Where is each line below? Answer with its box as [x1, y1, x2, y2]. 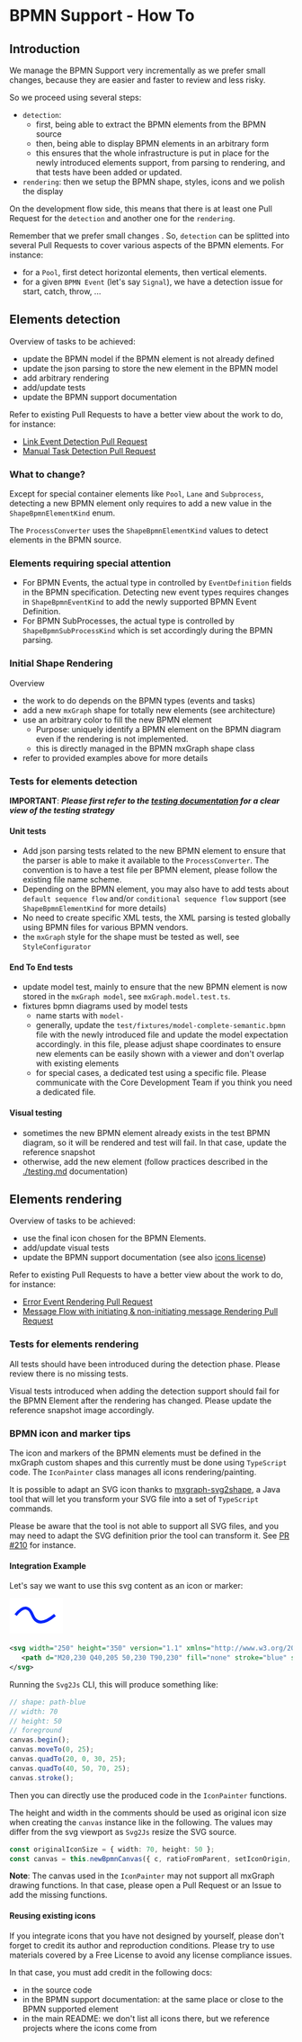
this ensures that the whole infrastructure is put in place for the [35, 148, 270, 158]
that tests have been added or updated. [35, 167, 182, 177]
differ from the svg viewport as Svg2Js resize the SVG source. [9, 1826, 237, 1837]
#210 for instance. [9, 1540, 76, 1551]
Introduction [9, 41, 81, 57]
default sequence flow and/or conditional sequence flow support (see [22, 893, 287, 904]
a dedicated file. [35, 1087, 96, 1097]
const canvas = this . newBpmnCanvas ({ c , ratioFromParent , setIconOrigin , [9, 1854, 292, 1863]
